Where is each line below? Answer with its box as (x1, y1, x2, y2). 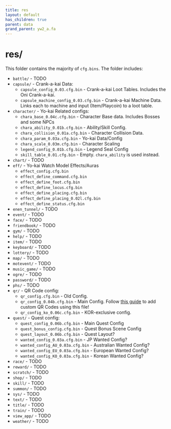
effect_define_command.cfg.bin (20, 175, 87, 180)
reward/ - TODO (12, 364, 47, 370)
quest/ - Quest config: (12, 315, 60, 321)
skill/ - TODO (12, 380, 44, 387)
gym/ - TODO (12, 228, 40, 234)
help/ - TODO (12, 233, 42, 240)
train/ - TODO (12, 407, 44, 414)
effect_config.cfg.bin (20, 169, 69, 174)
